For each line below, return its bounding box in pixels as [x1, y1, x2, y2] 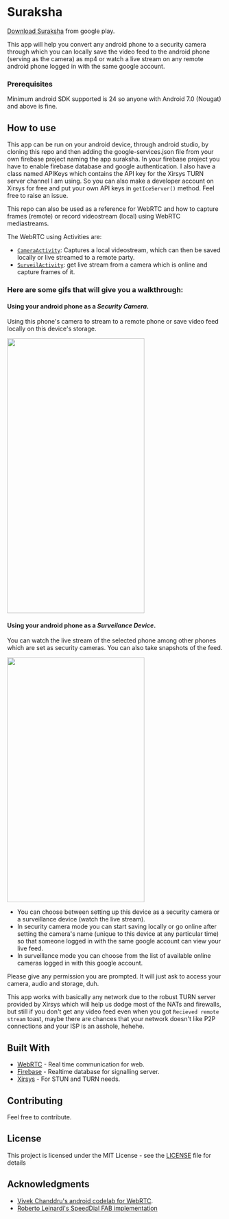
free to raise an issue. [7, 192, 69, 200]
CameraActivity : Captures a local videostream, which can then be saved [16, 246, 221, 254]
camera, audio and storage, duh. [7, 980, 99, 988]
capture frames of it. [16, 268, 75, 276]
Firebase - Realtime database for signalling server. [16, 1068, 160, 1076]
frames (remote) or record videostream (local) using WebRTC [7, 212, 180, 221]
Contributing [7, 1095, 63, 1106]
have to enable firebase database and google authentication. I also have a [7, 162, 216, 170]
